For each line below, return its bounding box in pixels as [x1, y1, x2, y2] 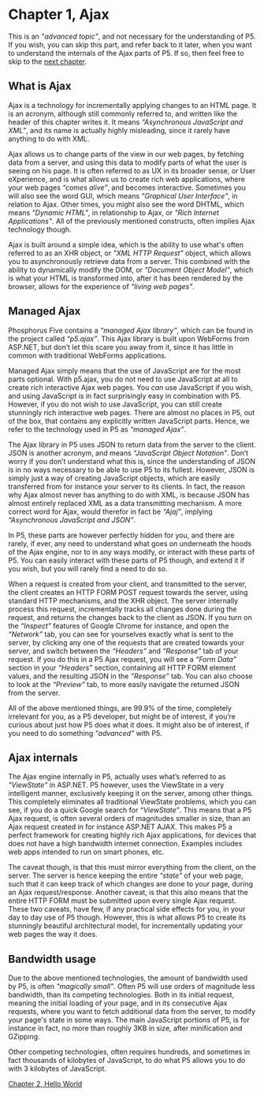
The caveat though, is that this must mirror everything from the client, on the [8, 863, 257, 872]
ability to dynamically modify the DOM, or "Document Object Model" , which [8, 265, 254, 274]
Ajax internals [8, 751, 78, 764]
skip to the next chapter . [8, 57, 87, 66]
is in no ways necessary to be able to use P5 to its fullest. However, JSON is [8, 465, 255, 474]
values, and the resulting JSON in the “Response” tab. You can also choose [8, 671, 254, 681]
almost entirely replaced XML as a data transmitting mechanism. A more [8, 498, 242, 507]
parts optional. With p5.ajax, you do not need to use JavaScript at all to [8, 374, 238, 384]
